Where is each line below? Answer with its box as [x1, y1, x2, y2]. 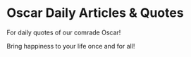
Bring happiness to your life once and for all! [6, 42, 135, 50]
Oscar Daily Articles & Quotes [6, 5, 184, 21]
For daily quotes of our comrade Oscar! [6, 28, 121, 37]
